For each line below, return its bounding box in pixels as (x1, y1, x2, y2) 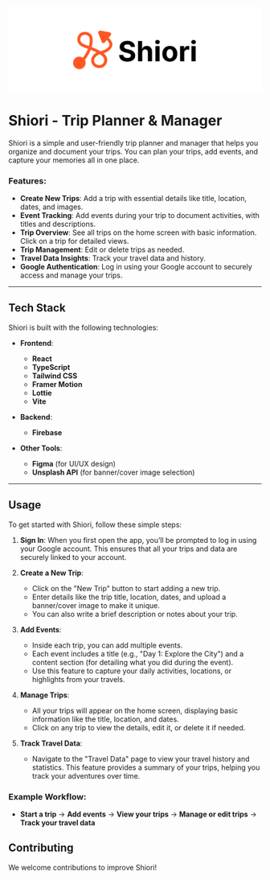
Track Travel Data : (19, 738, 83, 748)
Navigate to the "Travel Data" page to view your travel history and (31, 754, 251, 763)
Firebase (31, 427, 63, 437)
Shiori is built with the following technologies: (8, 323, 159, 332)
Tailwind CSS (31, 371, 78, 380)
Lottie (31, 388, 52, 397)
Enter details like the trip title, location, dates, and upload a (31, 592, 227, 602)
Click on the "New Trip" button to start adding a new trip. (31, 583, 221, 593)
